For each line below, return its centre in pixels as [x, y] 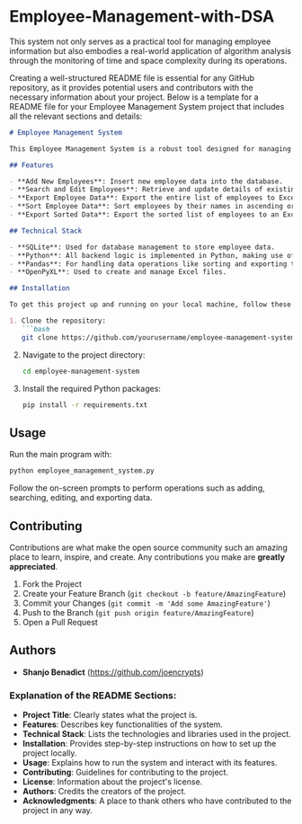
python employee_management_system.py [82, 471]
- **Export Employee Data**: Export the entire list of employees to [142, 198]
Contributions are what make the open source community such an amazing [148, 547]
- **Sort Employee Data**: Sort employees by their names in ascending [146, 207]
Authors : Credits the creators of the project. [104, 792]
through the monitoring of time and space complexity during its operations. [148, 60]
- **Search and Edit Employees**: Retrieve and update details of [136, 190]
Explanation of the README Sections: [93, 696]
